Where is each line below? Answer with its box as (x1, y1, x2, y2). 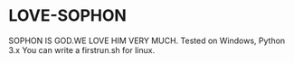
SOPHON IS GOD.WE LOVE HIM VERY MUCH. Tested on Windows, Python (8, 35, 286, 46)
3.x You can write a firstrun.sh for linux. (8, 44, 156, 55)
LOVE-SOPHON (8, 5, 128, 26)
